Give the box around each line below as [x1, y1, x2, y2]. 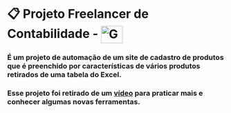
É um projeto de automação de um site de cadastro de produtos [7, 53, 224, 63]
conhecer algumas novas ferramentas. [7, 97, 140, 107]
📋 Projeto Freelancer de [7, 6, 149, 22]
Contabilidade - [7, 25, 99, 41]
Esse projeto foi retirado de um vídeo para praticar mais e [7, 88, 203, 98]
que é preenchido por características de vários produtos [7, 61, 201, 71]
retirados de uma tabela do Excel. [7, 70, 122, 80]
